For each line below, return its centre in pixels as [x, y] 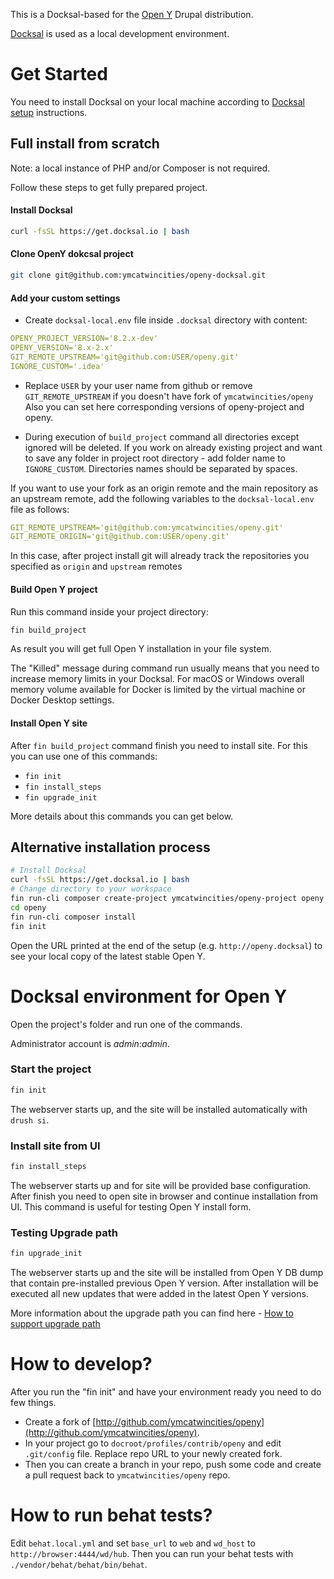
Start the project [51, 1069]
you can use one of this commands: [84, 756]
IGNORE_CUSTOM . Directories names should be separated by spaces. [161, 468]
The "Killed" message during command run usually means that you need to [165, 668]
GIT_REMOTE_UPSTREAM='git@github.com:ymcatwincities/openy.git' [147, 527]
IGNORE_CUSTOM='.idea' [57, 366]
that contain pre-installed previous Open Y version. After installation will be [164, 1283]
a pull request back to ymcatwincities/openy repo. [127, 1475]
